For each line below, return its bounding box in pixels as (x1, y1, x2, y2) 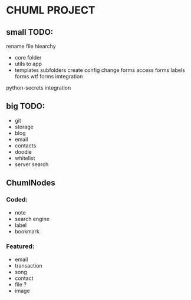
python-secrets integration (6, 84, 71, 91)
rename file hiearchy (6, 42, 56, 50)
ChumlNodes (6, 178, 55, 188)
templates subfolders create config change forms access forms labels (14, 67, 186, 74)
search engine (14, 215, 50, 222)
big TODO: (6, 101, 45, 111)
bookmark (14, 228, 40, 235)
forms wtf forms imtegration (14, 73, 83, 80)
